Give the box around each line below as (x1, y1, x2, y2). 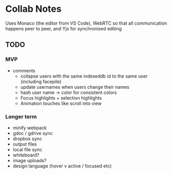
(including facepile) (20, 78, 62, 85)
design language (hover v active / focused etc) (12, 163, 112, 169)
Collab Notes (5, 3, 62, 15)
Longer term (5, 113, 37, 120)
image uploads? (12, 157, 47, 163)
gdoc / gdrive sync (12, 130, 53, 136)
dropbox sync (12, 136, 43, 142)
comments (12, 67, 35, 73)
